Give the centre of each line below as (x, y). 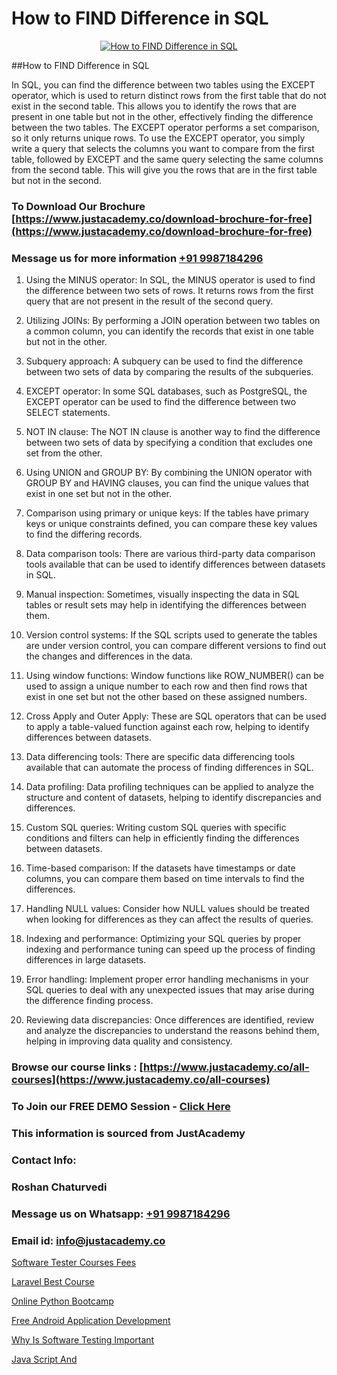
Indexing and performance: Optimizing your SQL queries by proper (163, 939)
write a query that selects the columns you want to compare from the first (163, 148)
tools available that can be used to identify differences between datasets (175, 564)
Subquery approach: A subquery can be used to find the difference (164, 361)
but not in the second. (56, 180)
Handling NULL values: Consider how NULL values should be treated (167, 909)
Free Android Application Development (91, 1320)
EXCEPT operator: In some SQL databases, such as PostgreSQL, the (166, 391)
